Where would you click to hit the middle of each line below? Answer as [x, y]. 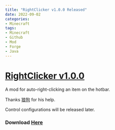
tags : [11, 28]
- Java [12, 51]
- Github [14, 38]
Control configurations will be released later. [50, 110]
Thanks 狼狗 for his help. [30, 100]
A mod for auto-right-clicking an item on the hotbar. [57, 89]
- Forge [13, 47]
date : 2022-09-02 [23, 14]
